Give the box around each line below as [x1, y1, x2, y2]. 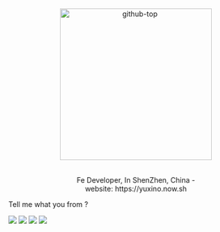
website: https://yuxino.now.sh [84, 184, 188, 193]
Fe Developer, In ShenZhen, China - [76, 175, 196, 184]
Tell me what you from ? [8, 200, 89, 209]
